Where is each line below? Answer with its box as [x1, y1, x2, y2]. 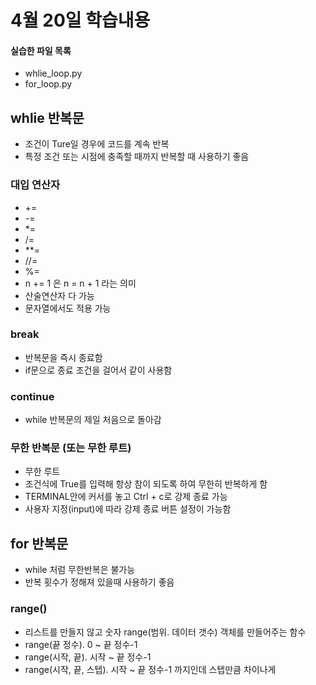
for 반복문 [10, 535, 69, 552]
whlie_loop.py [24, 67, 83, 80]
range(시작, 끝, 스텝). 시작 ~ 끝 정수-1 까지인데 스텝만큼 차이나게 [24, 663, 277, 675]
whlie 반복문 [10, 109, 85, 126]
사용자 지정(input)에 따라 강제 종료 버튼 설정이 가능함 [24, 503, 232, 515]
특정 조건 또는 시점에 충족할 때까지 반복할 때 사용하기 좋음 [24, 151, 250, 163]
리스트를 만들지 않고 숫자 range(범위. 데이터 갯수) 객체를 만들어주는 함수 [24, 626, 307, 638]
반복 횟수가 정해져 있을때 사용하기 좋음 [24, 576, 175, 588]
